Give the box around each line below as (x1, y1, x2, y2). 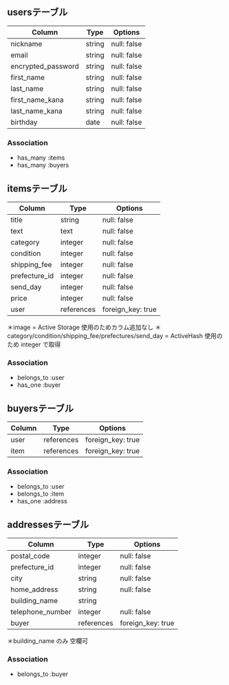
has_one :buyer (17, 381, 61, 389)
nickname (10, 39, 43, 48)
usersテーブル (7, 6, 68, 19)
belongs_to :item (17, 489, 65, 498)
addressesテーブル (7, 518, 89, 530)
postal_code (10, 551, 50, 561)
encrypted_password (10, 61, 79, 71)
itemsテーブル (7, 182, 67, 194)
